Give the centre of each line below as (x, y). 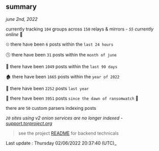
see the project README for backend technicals (68, 133)
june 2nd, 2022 (22, 19)
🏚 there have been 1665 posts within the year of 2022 (63, 76)
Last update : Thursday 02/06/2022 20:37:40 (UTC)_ (61, 143)
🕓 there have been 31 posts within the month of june (61, 54)
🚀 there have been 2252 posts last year (47, 88)
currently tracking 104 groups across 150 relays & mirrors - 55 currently (80, 29)
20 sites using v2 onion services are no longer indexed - (64, 118)
